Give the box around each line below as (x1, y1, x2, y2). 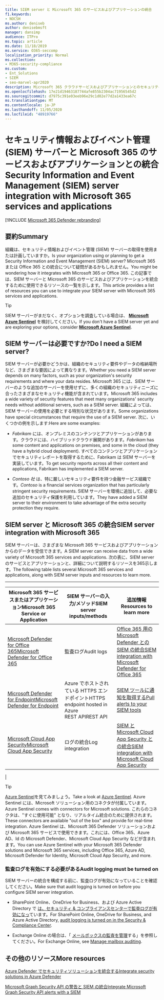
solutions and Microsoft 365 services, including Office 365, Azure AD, (5, 847, 145, 853)
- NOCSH (5, 16, 21, 21)
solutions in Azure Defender (5, 974, 61, 979)
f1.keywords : (5, 12, 32, 17)
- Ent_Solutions (5, 71, 38, 76)
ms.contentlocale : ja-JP (5, 103, 56, 108)
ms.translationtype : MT (5, 98, 54, 103)
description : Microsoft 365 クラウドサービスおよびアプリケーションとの (5, 84, 141, 90)
